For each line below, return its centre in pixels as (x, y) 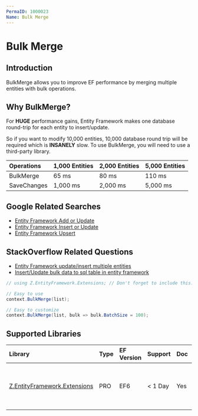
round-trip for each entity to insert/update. (58, 127)
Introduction (29, 68)
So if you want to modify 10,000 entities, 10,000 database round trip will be (97, 139)
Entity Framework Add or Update (55, 221)
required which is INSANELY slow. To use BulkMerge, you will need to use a (98, 145)
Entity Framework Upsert (45, 233)
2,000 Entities (119, 166)
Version (131, 358)
